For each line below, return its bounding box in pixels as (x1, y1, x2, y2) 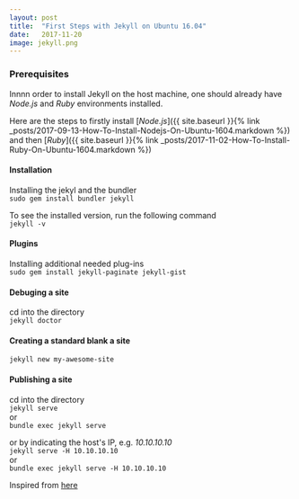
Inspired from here (9, 479, 78, 490)
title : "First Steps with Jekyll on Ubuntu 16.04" (9, 22, 207, 31)
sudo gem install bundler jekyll (9, 194, 135, 203)
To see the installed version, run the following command (9, 209, 217, 220)
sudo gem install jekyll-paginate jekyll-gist (9, 267, 187, 277)
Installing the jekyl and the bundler (9, 184, 137, 195)
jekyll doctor (9, 316, 63, 325)
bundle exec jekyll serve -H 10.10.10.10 (9, 464, 167, 473)
